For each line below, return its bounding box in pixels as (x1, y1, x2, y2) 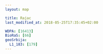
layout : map (5, 7, 29, 12)
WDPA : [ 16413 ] (5, 29, 34, 33)
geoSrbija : (5, 38, 27, 43)
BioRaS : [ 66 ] (5, 33, 31, 38)
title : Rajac (5, 15, 31, 21)
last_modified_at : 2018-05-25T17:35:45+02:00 (5, 20, 98, 25)
